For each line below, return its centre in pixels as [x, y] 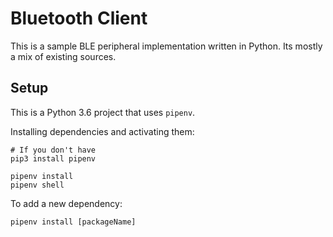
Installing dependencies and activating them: [102, 131]
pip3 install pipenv [53, 158]
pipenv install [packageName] [73, 222]
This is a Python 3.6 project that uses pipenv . [103, 112]
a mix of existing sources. [63, 56]
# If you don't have [53, 150]
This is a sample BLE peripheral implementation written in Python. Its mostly [166, 46]
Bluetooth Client [79, 18]
